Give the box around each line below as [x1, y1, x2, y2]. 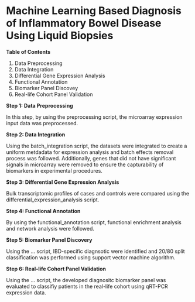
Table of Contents [6, 48, 51, 55]
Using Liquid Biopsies [6, 29, 114, 42]
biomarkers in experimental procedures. [6, 167, 102, 174]
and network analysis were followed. [6, 225, 95, 232]
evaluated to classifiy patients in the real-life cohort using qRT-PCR [6, 283, 168, 290]
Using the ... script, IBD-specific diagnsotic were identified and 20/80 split [6, 248, 186, 255]
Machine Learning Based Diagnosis [6, 4, 182, 18]
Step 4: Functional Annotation [6, 207, 81, 214]
